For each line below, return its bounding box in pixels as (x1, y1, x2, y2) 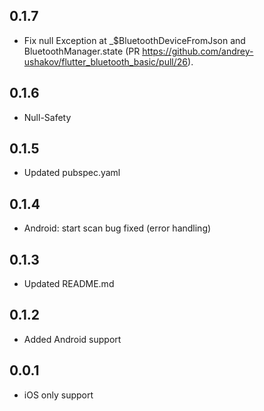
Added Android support (23, 333, 122, 345)
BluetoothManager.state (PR (23, 45, 141, 57)
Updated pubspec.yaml (23, 167, 121, 179)
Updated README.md (23, 278, 115, 290)
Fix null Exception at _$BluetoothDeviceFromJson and (23, 34, 246, 46)
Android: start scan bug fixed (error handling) (23, 222, 212, 234)
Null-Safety (23, 111, 72, 123)
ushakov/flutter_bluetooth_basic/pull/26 (23, 55, 189, 68)
